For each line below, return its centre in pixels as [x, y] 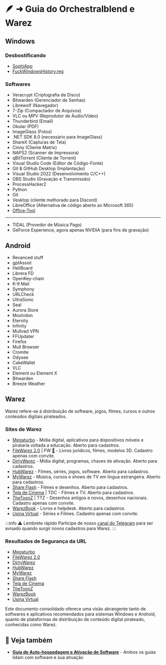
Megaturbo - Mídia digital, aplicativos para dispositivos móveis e [78, 440]
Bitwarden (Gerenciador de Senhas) [49, 100]
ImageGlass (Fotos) [32, 132]
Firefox [20, 341]
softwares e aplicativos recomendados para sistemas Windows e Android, [81, 614]
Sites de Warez [23, 429]
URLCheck [23, 294]
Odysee [20, 357]
